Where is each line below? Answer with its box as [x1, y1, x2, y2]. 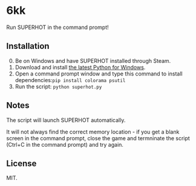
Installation [6, 41, 50, 51]
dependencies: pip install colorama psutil [15, 76, 126, 83]
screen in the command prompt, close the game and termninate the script [6, 134, 191, 142]
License [6, 158, 37, 168]
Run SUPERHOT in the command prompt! [6, 24, 109, 31]
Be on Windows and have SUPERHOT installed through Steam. [15, 57, 171, 64]
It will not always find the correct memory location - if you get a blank [6, 128, 180, 135]
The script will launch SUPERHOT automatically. [6, 116, 126, 124]
